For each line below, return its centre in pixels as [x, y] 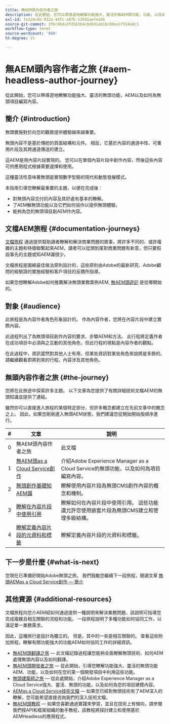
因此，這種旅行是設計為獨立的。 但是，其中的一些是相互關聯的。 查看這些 [82, 636]
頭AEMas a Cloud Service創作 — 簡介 [44, 582]
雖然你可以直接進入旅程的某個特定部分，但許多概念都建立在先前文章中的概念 [85, 408]
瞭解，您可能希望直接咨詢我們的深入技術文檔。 [61, 697]
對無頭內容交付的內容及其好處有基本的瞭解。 [59, 199]
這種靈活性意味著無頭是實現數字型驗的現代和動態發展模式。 [67, 177]
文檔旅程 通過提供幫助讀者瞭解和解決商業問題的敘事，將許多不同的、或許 [81, 242]
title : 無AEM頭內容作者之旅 [32, 10]
